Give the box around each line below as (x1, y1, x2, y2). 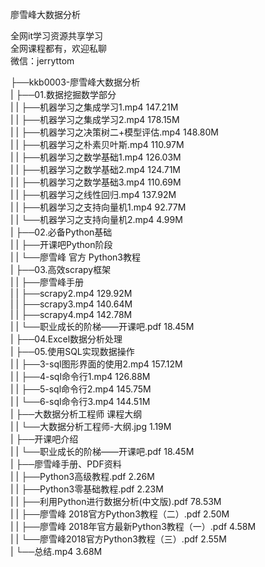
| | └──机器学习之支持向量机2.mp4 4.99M (10, 214, 183, 225)
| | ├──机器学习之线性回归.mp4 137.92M (10, 189, 177, 200)
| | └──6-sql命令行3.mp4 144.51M (10, 396, 151, 407)
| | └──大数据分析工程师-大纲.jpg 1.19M (10, 421, 172, 432)
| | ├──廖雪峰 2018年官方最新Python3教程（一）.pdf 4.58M (10, 521, 257, 532)
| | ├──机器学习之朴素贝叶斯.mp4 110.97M (10, 139, 185, 150)
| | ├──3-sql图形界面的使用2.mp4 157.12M (10, 358, 183, 370)
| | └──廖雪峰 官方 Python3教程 (10, 251, 142, 263)
